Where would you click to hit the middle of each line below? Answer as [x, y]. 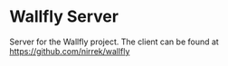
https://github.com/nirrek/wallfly [70, 51]
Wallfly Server [64, 17]
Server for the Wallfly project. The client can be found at [114, 42]
